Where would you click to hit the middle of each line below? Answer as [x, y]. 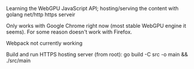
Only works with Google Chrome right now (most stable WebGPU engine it [96, 26]
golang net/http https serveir [41, 14]
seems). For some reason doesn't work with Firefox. [69, 32]
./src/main [19, 61]
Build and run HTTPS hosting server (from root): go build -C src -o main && [97, 54]
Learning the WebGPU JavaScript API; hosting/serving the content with [92, 8]
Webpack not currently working [44, 43]
